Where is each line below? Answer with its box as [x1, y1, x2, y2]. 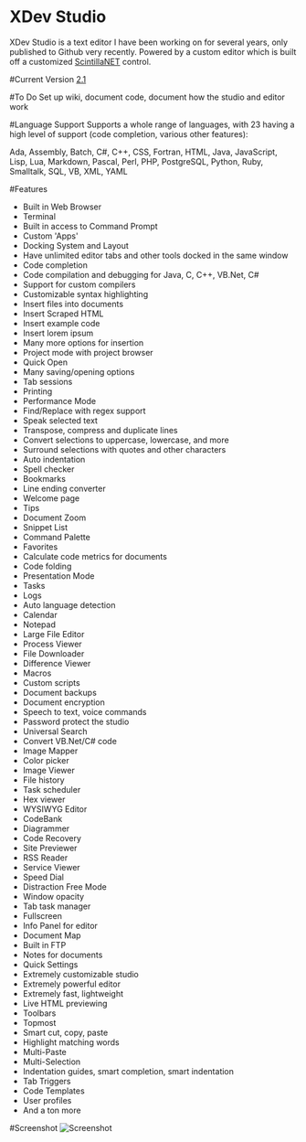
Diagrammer [22, 823, 70, 834]
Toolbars [22, 1008, 57, 1019]
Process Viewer [22, 638, 82, 649]
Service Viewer [22, 861, 80, 872]
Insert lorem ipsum [22, 327, 94, 338]
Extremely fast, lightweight [22, 987, 123, 998]
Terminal [22, 210, 57, 221]
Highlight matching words [22, 1036, 121, 1048]
